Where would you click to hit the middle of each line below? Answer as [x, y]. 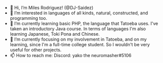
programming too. [29, 18]
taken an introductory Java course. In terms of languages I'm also [78, 29]
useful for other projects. [36, 50]
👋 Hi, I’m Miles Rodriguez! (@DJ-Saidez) [52, 8]
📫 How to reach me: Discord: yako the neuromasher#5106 [71, 55]
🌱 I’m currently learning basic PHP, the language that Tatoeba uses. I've [84, 23]
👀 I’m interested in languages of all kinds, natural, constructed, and [79, 13]
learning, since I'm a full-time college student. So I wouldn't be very [80, 44]
